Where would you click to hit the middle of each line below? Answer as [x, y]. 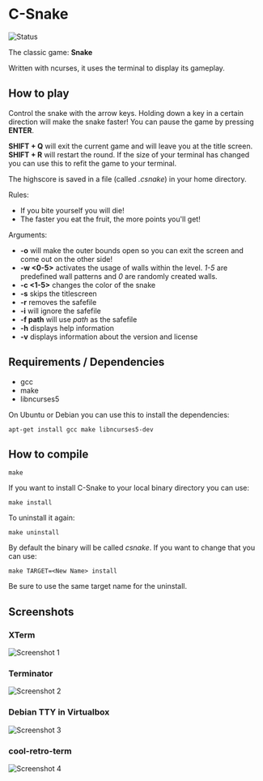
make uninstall [34, 533]
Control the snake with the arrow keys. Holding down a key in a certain [126, 113]
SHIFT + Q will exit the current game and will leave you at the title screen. [131, 146]
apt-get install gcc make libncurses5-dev [81, 429]
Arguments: [28, 234]
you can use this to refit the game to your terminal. [93, 163]
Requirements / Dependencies [87, 362]
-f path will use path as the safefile [78, 319]
